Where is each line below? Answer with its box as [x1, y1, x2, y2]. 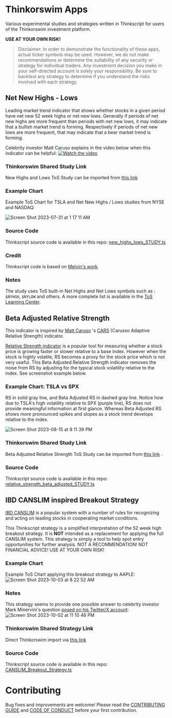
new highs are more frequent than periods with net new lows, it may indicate [5, 118, 167, 124]
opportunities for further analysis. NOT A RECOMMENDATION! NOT [5, 541, 148, 547]
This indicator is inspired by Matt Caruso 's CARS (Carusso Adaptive [5, 327, 150, 334]
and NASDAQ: [5, 205, 35, 211]
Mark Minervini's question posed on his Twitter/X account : [5, 606, 129, 613]
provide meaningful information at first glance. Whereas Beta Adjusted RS [5, 406, 162, 412]
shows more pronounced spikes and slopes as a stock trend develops [5, 411, 153, 417]
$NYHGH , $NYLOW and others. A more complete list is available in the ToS [5, 293, 153, 300]
